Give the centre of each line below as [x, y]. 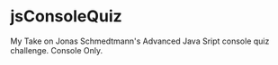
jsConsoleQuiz [66, 16]
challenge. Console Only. [56, 50]
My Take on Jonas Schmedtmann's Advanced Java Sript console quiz [140, 41]
